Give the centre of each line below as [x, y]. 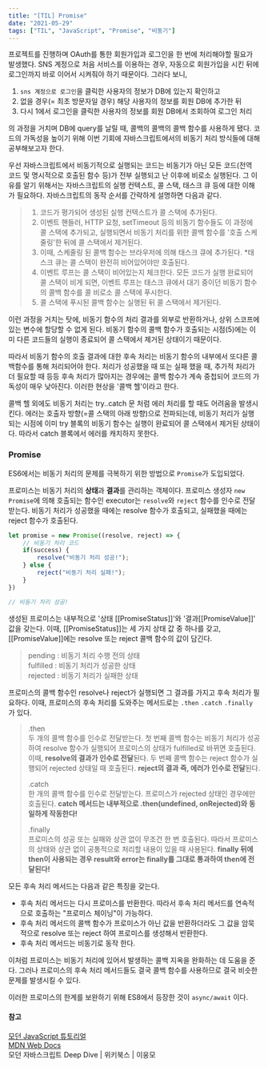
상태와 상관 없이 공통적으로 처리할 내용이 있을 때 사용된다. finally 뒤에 [145, 848]
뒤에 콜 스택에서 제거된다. [103, 243]
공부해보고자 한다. [36, 148]
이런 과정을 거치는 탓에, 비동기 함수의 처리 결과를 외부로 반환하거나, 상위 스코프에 [134, 319]
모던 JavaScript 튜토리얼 [47, 1036]
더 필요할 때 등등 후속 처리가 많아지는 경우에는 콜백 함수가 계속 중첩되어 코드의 [130, 376]
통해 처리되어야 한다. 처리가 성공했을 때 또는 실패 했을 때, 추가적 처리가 [146, 367]
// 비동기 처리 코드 [51, 543]
